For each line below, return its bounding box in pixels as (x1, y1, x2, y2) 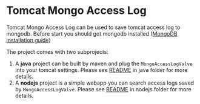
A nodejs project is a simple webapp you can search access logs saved (15, 79, 195, 86)
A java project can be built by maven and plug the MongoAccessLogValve (15, 60, 193, 67)
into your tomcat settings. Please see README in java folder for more (15, 66, 188, 73)
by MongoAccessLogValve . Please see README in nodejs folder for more (15, 85, 192, 93)
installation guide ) (6, 36, 51, 44)
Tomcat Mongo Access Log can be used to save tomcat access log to (6, 24, 181, 31)
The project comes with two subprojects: (6, 48, 109, 55)
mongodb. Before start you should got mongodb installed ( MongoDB (6, 30, 178, 37)
